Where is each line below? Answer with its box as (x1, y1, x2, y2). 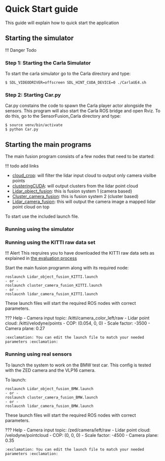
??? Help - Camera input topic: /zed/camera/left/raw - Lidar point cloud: (5, 427, 151, 433)
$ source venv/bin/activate (5, 123, 63, 128)
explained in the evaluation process (5, 255, 77, 262)
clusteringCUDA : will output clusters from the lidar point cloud (12, 183, 138, 189)
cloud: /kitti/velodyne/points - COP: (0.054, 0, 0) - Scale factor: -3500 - (5, 320, 150, 326)
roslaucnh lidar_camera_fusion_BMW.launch (5, 403, 94, 408)
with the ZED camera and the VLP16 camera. (5, 367, 96, 373)
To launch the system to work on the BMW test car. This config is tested (5, 362, 151, 368)
